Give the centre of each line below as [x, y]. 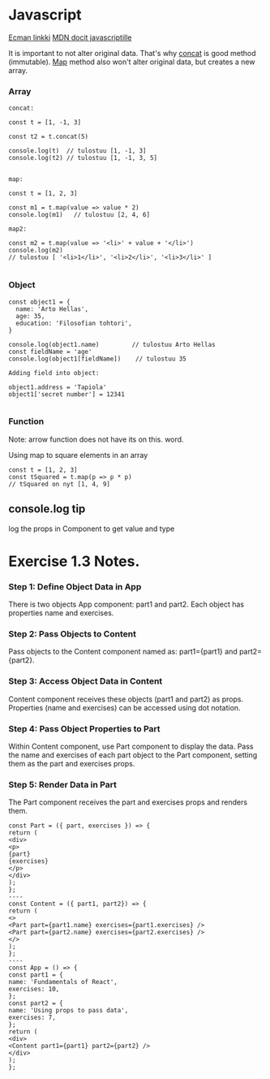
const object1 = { [39, 302]
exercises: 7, [32, 1018]
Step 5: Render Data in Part [63, 784]
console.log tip [47, 509]
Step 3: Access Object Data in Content [86, 681]
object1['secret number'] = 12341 [67, 394]
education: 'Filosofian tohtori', [74, 323]
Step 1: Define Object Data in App [75, 586]
